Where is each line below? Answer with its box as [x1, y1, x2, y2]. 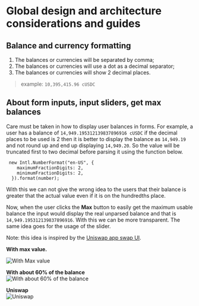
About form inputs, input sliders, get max [6, 98, 162, 108]
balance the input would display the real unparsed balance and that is [6, 210, 176, 217]
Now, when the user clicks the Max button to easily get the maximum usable [6, 204, 193, 211]
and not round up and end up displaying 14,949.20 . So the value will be [6, 142, 180, 149]
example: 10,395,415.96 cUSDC [20, 80, 96, 88]
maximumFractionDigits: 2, [17, 165, 84, 171]
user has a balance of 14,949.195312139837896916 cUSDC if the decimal [6, 129, 178, 136]
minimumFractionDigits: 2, [17, 170, 84, 176]
